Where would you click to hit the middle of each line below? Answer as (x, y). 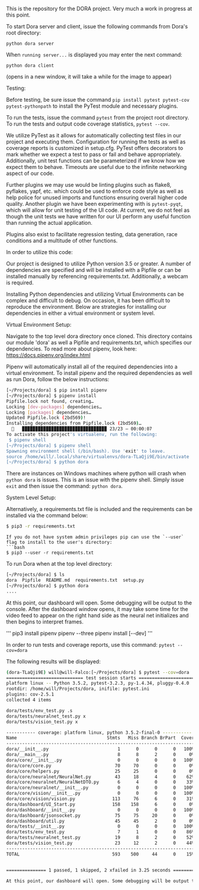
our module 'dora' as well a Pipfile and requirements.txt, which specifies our (99, 342)
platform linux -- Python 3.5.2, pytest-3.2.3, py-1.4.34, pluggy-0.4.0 (98, 684)
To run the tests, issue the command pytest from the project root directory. (98, 117)
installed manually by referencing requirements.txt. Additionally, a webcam (97, 276)
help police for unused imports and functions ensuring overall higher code (97, 198)
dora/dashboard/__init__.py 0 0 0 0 (91, 810)
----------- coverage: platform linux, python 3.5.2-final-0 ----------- (99, 732)
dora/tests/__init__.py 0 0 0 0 (91, 826)
